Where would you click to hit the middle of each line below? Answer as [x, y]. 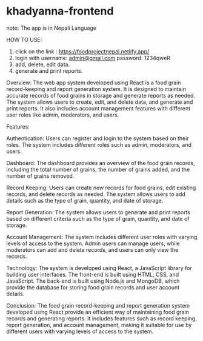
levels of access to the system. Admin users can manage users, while [93, 243]
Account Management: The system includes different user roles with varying [102, 237]
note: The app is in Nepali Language [52, 28]
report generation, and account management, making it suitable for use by [99, 325]
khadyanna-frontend [60, 11]
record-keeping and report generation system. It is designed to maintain [96, 89]
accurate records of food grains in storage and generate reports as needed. [101, 95]
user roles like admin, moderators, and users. [63, 115]
